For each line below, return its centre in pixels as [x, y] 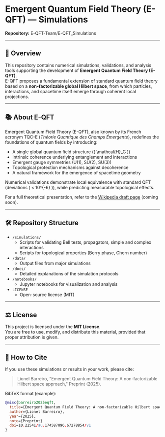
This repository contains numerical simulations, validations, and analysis [78, 65]
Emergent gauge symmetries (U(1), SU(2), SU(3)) [62, 162]
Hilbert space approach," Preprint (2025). [59, 384]
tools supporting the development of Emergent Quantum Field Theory [77, 70]
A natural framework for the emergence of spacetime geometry [76, 172]
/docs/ [19, 269]
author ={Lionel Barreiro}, [37, 412]
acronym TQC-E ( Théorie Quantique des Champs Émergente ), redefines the [82, 137]
